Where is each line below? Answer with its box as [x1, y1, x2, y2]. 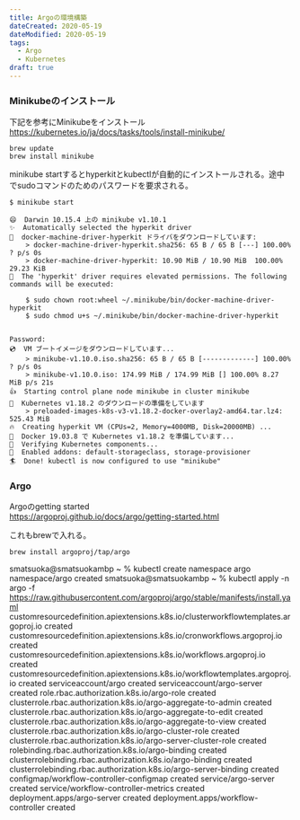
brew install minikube [9, 152, 94, 162]
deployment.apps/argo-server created [9, 792, 152, 804]
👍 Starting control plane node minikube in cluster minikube [9, 387, 250, 396]
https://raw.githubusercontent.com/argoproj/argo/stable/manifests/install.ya [9, 592, 291, 603]
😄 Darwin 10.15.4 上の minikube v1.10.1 [9, 216, 167, 225]
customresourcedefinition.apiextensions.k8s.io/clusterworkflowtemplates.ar [9, 612, 291, 622]
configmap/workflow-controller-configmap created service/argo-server [9, 773, 276, 784]
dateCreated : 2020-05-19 [9, 22, 102, 31]
